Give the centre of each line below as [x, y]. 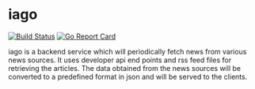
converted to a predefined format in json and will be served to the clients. [128, 76]
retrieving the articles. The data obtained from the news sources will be [125, 68]
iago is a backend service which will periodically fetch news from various [127, 51]
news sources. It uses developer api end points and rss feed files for [120, 60]
